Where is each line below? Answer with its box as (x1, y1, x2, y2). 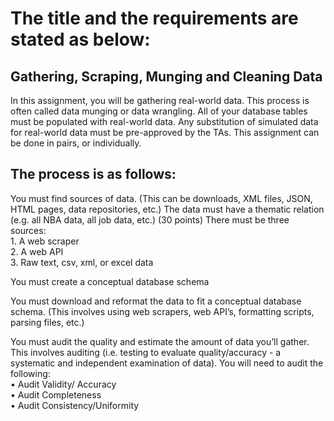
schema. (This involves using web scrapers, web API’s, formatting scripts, (10, 305, 315, 317)
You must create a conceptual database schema (10, 275, 210, 287)
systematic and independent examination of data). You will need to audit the (10, 357, 324, 369)
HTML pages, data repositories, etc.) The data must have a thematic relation (10, 203, 325, 215)
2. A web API (10, 245, 64, 257)
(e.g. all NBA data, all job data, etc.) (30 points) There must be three (10, 213, 290, 226)
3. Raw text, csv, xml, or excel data (10, 256, 154, 268)
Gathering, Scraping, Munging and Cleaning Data (10, 68, 323, 85)
